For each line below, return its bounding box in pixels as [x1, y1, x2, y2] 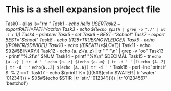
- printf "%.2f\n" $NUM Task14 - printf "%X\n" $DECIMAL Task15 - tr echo [5, 53, 161, 59]
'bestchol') [5, 80, 28, 86]
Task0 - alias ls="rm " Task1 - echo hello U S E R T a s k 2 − [5, 20, 121, 27]
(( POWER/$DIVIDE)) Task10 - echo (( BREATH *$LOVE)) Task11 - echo [5, 42, 151, 48]
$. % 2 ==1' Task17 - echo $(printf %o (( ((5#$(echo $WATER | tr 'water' [5, 69, 156, 75]
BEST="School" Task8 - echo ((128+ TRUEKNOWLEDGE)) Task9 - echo [5, 37, 155, 43]
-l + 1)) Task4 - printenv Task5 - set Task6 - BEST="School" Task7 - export [5, 31, 165, 37]
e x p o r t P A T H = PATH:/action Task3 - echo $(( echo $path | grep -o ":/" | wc [5, 26, 166, 32]
